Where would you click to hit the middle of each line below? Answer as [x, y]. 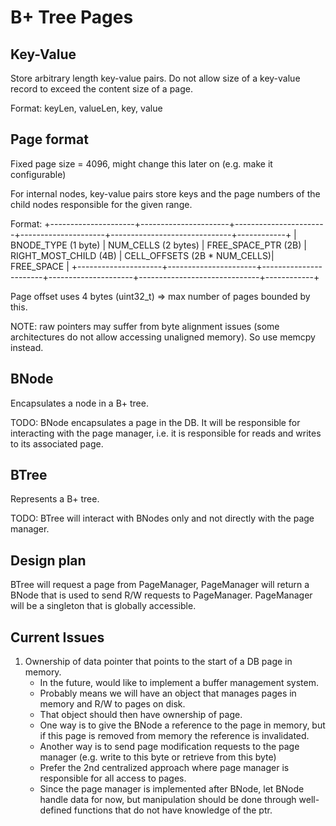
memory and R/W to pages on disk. [112, 704]
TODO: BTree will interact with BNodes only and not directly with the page [162, 518]
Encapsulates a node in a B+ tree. [79, 403]
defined [55, 810]
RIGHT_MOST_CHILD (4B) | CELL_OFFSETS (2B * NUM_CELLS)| [142, 255]
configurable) [38, 174]
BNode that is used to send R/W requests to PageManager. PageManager [161, 595]
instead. [27, 347]
